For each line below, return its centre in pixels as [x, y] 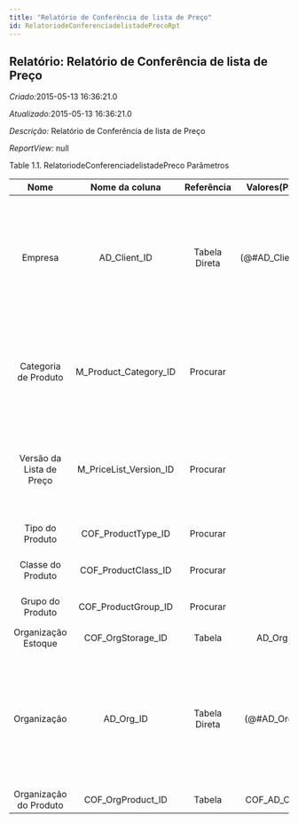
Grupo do [40, 601]
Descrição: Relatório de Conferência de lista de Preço [107, 131]
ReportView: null [39, 148]
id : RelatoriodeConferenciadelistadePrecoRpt [94, 26]
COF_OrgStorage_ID [125, 638]
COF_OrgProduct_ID [126, 800]
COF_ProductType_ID [126, 534]
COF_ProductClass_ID [125, 570]
